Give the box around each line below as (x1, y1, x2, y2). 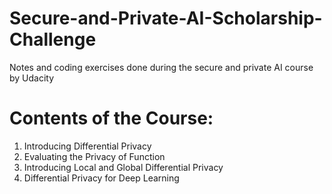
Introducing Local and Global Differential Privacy (23, 161, 224, 173)
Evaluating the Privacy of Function (23, 150, 166, 162)
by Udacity (9, 72, 55, 84)
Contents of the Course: (9, 107, 214, 130)
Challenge (9, 28, 97, 51)
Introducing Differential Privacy (23, 140, 152, 152)
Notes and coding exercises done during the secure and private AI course (9, 61, 314, 73)
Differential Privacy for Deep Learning (23, 172, 180, 184)
